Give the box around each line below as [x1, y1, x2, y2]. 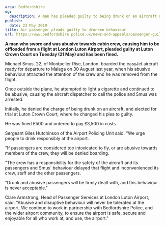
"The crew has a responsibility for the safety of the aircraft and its [5, 160, 138, 166]
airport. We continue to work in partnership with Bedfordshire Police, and [5, 205, 153, 211]
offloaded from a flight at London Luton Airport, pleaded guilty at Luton [5, 46, 153, 52]
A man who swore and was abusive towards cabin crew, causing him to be [5, 41, 160, 47]
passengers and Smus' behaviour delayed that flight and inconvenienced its [5, 165, 159, 171]
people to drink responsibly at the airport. [5, 136, 89, 141]
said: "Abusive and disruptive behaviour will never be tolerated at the [5, 199, 144, 206]
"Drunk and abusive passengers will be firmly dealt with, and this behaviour [5, 180, 158, 186]
